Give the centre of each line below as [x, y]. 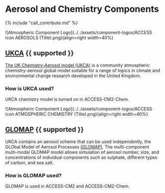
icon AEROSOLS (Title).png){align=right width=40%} [59, 38]
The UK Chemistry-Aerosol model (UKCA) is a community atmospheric [78, 65]
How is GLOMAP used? [34, 175]
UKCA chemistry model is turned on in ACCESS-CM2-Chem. [67, 99]
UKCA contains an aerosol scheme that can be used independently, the [78, 142]
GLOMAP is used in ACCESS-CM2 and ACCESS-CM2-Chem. [68, 186]
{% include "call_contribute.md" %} [41, 23]
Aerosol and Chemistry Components [82, 9]
